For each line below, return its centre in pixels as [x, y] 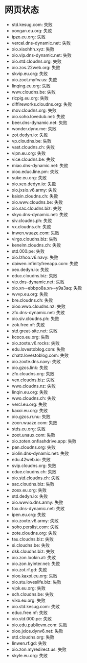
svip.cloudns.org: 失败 [34, 466]
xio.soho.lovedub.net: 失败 [38, 116]
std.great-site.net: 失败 [35, 331]
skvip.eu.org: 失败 [30, 74]
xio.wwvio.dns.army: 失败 [37, 502]
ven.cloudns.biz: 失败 [33, 380]
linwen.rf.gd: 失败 [29, 643]
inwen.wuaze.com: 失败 [35, 233]
